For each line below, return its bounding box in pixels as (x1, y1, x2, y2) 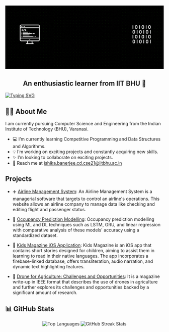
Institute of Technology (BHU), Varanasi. (5, 126, 89, 132)
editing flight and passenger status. (12, 206, 87, 212)
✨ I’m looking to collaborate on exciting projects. (12, 154, 113, 160)
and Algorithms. (12, 143, 46, 149)
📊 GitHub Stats (5, 305, 54, 313)
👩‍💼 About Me (5, 107, 47, 116)
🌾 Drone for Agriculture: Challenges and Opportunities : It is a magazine (12, 273, 160, 279)
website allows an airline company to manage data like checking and (12, 201, 155, 207)
